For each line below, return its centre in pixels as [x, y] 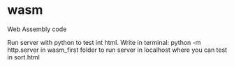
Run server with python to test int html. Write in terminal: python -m [104, 42]
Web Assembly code [37, 29]
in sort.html [23, 57]
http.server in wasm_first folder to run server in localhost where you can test [117, 50]
